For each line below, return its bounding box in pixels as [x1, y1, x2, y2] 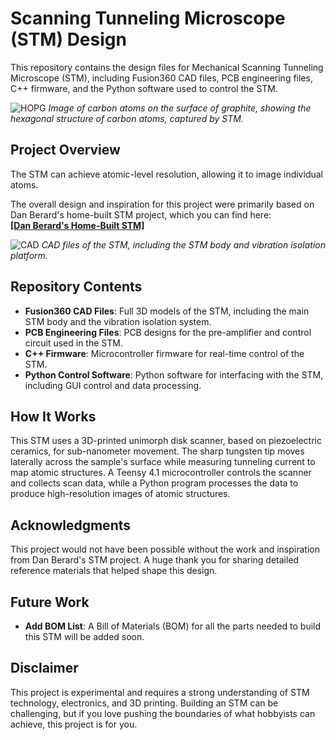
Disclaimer [10, 660, 79, 677]
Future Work [10, 593, 90, 611]
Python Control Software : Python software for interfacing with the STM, [24, 368, 324, 381]
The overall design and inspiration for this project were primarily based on [10, 198, 315, 210]
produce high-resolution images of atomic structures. [10, 488, 231, 500]
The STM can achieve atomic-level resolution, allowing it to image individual [10, 168, 323, 180]
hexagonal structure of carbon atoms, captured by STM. [10, 112, 244, 124]
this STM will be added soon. [24, 631, 145, 642]
